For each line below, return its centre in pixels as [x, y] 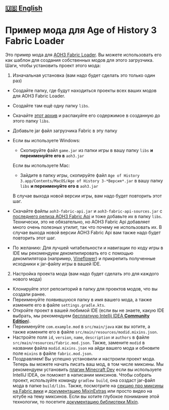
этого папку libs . [31, 121]
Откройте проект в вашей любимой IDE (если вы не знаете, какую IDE [88, 310]
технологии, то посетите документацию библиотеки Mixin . [76, 402]
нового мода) [27, 279]
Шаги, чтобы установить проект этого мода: [53, 66]
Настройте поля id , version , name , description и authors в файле [81, 337]
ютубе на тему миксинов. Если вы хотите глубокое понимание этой [86, 396]
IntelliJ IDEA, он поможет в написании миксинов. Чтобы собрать [82, 375]
